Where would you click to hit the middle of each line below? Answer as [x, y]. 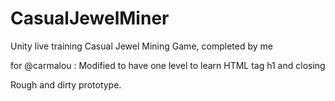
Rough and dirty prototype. [66, 84]
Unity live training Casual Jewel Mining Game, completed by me [141, 46]
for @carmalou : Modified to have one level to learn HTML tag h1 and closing [168, 65]
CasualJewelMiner [90, 18]
